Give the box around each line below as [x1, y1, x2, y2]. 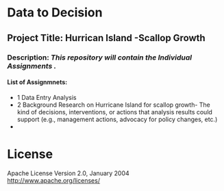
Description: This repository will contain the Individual [7, 53, 192, 62]
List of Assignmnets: [7, 78, 68, 86]
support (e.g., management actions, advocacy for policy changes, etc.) [16, 115, 218, 123]
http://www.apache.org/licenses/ [7, 176, 101, 184]
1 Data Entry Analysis [16, 93, 77, 101]
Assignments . [7, 61, 57, 71]
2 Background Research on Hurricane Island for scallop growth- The [16, 101, 211, 109]
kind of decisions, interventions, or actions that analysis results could [16, 107, 212, 116]
